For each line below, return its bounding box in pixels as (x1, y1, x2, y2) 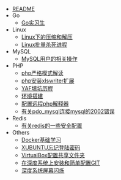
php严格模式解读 (21, 69, 64, 76)
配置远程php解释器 (21, 100, 69, 107)
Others (12, 129, 30, 136)
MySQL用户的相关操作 (21, 55, 78, 62)
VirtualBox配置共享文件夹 (21, 152, 86, 158)
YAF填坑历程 (21, 85, 53, 92)
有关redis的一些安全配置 (21, 122, 82, 129)
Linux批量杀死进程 (21, 41, 68, 48)
